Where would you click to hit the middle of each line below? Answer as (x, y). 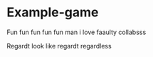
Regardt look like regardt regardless (59, 46)
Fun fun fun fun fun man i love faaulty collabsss (76, 32)
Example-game (53, 12)
